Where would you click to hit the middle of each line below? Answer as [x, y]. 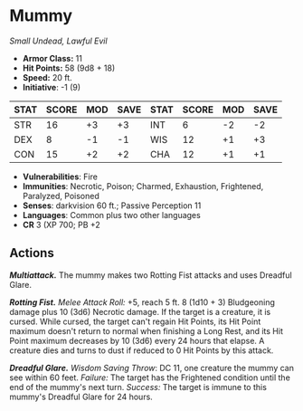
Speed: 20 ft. [47, 77]
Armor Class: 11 [52, 58]
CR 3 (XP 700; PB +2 [62, 225]
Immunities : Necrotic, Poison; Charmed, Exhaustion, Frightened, [143, 186]
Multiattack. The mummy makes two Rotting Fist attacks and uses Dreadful [151, 275]
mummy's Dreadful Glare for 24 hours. [81, 397]
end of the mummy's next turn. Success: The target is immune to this [138, 387]
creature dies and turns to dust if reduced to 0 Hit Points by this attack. [142, 350]
